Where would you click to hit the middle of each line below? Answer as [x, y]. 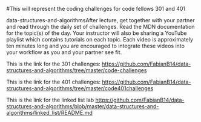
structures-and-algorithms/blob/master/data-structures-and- [83, 106]
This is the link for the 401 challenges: [54, 82]
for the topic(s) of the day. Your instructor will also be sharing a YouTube [97, 33]
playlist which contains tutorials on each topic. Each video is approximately [100, 39]
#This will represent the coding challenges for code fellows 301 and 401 [96, 9]
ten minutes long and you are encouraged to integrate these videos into [95, 46]
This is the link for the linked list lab [50, 100]
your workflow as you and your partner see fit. [64, 52]
